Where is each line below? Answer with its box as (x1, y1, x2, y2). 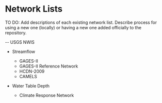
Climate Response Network (19, 92, 74, 98)
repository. (5, 30, 27, 35)
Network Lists (5, 3, 63, 15)
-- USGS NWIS (5, 39, 35, 45)
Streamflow (12, 49, 35, 54)
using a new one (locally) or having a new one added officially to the (5, 24, 142, 30)
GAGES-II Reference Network (19, 63, 79, 69)
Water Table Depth (12, 83, 50, 88)
